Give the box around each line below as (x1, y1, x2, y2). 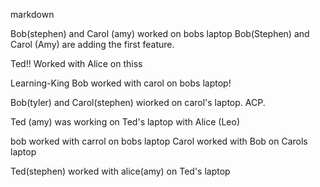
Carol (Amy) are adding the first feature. (10, 39, 175, 50)
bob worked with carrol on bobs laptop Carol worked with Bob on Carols (10, 135, 308, 147)
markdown (10, 9, 55, 20)
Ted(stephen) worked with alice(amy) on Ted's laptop (10, 165, 231, 177)
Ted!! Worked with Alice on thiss (10, 58, 143, 69)
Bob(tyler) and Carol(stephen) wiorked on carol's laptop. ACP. (10, 97, 266, 108)
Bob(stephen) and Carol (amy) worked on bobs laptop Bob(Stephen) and (10, 28, 310, 39)
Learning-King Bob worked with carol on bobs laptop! (10, 77, 232, 89)
